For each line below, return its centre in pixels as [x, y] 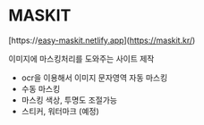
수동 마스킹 [41, 88]
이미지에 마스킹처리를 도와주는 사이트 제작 [81, 58]
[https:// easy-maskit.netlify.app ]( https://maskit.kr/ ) [102, 40]
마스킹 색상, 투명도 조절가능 [69, 100]
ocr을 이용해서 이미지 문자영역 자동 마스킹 [94, 78]
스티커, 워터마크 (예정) [60, 111]
